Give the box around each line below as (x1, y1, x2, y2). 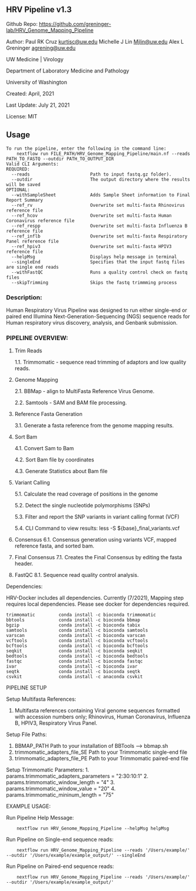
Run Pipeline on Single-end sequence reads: (6, 836, 114, 843)
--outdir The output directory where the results (11, 176, 191, 182)
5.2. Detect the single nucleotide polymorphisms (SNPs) (14, 502, 151, 509)
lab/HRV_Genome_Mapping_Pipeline (6, 27, 94, 34)
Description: (6, 293, 42, 301)
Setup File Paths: (6, 731, 47, 738)
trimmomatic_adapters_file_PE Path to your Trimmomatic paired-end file (14, 755, 189, 762)
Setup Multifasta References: (6, 695, 76, 703)
